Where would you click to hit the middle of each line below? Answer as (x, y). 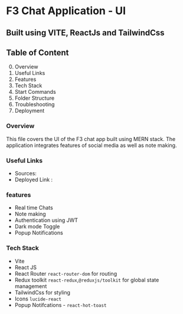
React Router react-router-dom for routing (66, 273)
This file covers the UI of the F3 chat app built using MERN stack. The (91, 139)
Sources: (26, 173)
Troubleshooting (35, 104)
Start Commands (35, 92)
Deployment (30, 111)
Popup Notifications (39, 233)
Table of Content (37, 52)
